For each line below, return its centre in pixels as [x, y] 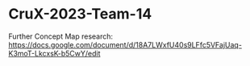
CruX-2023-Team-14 [80, 14]
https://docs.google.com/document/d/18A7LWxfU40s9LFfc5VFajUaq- [125, 44]
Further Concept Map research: [61, 36]
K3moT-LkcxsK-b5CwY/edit [54, 53]
